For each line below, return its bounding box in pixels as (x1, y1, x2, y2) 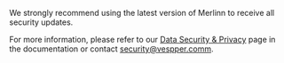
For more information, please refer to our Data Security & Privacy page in (9, 35, 276, 44)
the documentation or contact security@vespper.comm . (9, 43, 214, 54)
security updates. (9, 17, 74, 28)
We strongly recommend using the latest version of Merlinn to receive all (9, 8, 275, 18)
